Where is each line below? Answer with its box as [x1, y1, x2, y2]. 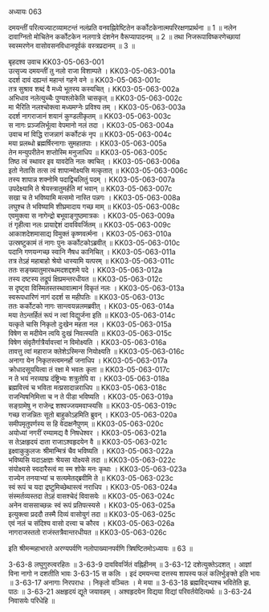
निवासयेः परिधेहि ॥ [8, 596, 55, 606]
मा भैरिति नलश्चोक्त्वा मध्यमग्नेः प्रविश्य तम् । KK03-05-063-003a [8, 102, 186, 112]
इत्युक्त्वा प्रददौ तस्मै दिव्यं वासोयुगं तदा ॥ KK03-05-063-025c [8, 510, 177, 519]
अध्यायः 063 [8, 7, 43, 16]
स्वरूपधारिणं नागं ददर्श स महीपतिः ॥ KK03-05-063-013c [8, 293, 165, 302]
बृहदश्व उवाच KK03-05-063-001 [8, 57, 104, 67]
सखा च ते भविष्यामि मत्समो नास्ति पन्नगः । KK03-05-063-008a [8, 193, 181, 202]
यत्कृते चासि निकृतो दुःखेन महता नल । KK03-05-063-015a [8, 319, 172, 329]
